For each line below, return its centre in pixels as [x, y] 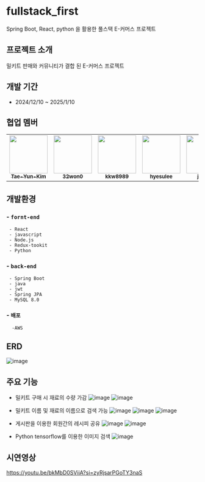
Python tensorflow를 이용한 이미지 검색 [63, 436]
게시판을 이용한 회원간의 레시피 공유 [58, 424]
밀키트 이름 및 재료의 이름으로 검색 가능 [62, 411]
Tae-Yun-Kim [29, 177]
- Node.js [21, 240]
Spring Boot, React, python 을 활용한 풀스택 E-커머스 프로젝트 [81, 29]
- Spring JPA [26, 295]
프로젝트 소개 [30, 50]
